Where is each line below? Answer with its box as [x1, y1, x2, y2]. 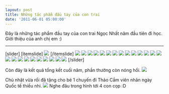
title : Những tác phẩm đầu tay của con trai [5, 12, 100, 17]
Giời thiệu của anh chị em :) [5, 36, 62, 42]
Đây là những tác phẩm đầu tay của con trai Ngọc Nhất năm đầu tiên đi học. [5, 31, 162, 37]
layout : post [5, 7, 33, 13]
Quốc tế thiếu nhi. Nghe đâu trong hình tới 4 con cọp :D [5, 83, 127, 89]
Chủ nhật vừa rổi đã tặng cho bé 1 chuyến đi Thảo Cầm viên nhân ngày [5, 77, 152, 83]
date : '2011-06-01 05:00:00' [5, 17, 66, 22]
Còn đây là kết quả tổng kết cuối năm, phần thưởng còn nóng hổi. [5, 67, 141, 73]
